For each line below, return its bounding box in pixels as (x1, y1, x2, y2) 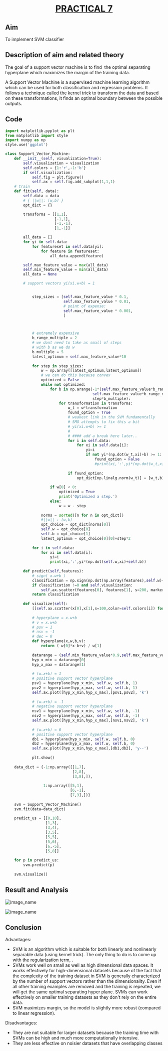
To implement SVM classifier (5, 36, 64, 42)
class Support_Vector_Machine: (5, 152, 70, 157)
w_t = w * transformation (67, 405, 117, 410)
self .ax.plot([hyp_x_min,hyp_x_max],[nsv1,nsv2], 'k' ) (31, 718, 149, 723)
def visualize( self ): (23, 602, 68, 607)
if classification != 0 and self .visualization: (31, 582, 133, 587)
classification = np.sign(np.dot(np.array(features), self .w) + (31, 578, 164, 583)
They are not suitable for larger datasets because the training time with (12, 1029, 159, 1036)
